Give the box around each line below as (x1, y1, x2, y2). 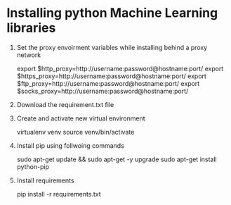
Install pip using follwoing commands (16, 141, 124, 149)
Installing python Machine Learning (6, 5, 218, 21)
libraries (6, 20, 56, 36)
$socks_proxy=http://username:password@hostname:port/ (16, 87, 189, 95)
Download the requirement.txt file (16, 100, 114, 108)
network (16, 51, 41, 59)
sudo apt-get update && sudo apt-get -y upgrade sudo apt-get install (16, 155, 217, 163)
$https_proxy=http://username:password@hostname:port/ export (16, 72, 206, 80)
